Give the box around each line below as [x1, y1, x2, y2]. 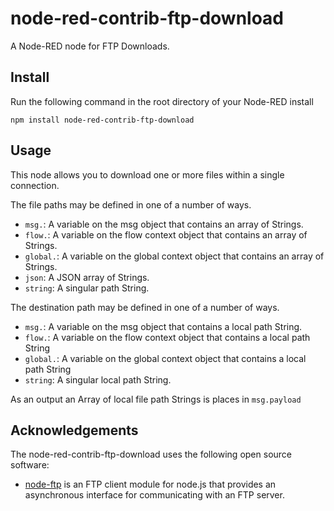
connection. [10, 179, 60, 191]
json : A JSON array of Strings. [24, 271, 150, 283]
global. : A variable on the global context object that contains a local [24, 352, 307, 364]
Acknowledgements [10, 422, 139, 439]
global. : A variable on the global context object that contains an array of [24, 250, 325, 262]
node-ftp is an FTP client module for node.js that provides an [24, 478, 277, 491]
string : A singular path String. [24, 282, 150, 294]
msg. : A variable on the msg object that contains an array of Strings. [24, 218, 304, 230]
